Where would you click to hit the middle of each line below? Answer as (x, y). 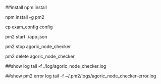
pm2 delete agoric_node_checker (40, 56)
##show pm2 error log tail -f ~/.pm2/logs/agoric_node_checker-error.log (81, 76)
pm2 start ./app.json (26, 37)
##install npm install (26, 7)
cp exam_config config (29, 27)
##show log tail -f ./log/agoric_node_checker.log (56, 66)
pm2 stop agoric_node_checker (38, 47)
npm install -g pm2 (25, 17)
